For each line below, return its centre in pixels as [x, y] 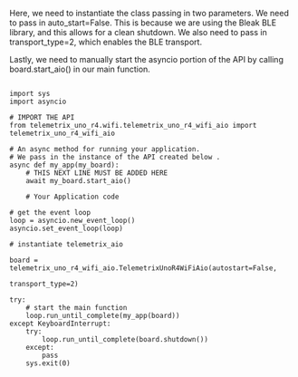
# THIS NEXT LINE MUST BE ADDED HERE [97, 173]
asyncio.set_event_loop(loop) [67, 228]
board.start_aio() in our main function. [80, 69]
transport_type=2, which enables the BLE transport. [106, 42]
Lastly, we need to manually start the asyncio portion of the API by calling [146, 59]
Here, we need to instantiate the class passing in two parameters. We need [149, 13]
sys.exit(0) [48, 363]
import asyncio [38, 101]
